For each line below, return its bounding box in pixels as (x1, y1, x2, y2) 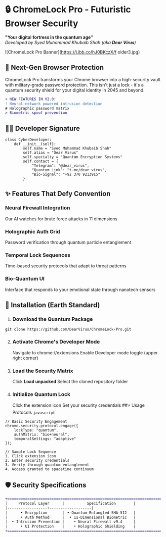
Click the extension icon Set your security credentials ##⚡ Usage (12, 402, 145, 408)
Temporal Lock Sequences (5, 251, 71, 258)
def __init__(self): (14, 142, 56, 146)
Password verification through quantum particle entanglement (5, 240, 131, 245)
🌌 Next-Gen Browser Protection (5, 63, 104, 72)
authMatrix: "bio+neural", (14, 432, 70, 437)
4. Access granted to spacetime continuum (5, 467, 94, 472)
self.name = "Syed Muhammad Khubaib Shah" (23, 146, 112, 151)
